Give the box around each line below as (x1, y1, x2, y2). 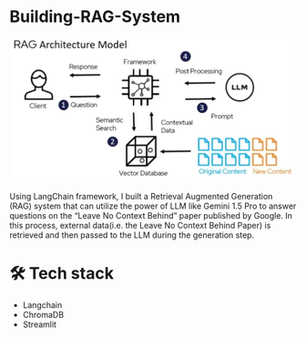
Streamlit (22, 319, 57, 330)
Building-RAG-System (9, 6, 180, 27)
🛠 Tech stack (9, 263, 114, 284)
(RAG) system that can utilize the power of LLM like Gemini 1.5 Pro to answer (9, 200, 297, 211)
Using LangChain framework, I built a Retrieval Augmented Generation (9, 191, 273, 202)
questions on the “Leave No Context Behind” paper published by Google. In (9, 210, 293, 221)
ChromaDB (22, 310, 65, 321)
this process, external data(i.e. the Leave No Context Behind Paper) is (9, 220, 271, 231)
